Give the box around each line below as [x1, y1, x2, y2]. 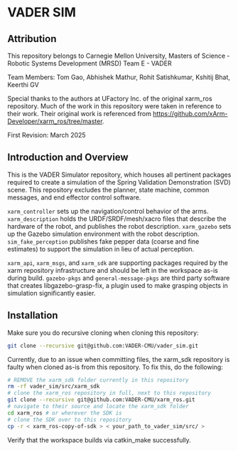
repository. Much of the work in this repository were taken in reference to [7, 102, 222, 110]
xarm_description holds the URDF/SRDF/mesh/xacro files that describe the [7, 214, 227, 223]
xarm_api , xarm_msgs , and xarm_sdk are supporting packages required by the [7, 258, 229, 267]
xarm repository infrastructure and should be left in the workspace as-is [7, 266, 218, 274]
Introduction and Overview [7, 151, 129, 164]
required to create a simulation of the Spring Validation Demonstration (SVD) [7, 177, 231, 186]
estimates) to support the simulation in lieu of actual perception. [7, 244, 195, 253]
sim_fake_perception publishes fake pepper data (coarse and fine [7, 237, 200, 246]
